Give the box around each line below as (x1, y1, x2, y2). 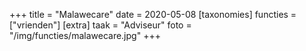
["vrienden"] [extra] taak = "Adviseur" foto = (9, 19, 192, 31)
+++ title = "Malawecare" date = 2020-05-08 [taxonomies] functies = (9, 9, 297, 20)
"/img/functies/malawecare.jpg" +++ (9, 30, 161, 41)
